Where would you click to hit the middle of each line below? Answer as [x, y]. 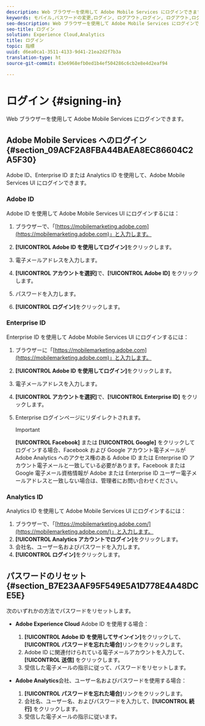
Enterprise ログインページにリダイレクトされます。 [79, 417]
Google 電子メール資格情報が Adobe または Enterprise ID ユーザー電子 [103, 473]
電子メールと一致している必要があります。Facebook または [111, 465]
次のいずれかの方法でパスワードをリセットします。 [70, 611]
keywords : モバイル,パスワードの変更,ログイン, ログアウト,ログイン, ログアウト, [99, 18]
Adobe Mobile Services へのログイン [77, 140]
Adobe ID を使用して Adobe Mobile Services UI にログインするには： [93, 213]
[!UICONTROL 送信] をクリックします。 [74, 660]
